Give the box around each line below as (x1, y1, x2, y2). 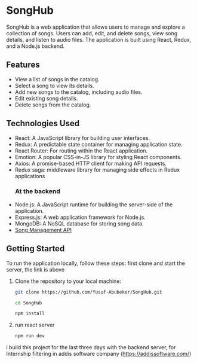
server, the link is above (6, 266, 64, 273)
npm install (14, 310, 45, 317)
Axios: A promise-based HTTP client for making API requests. (14, 160, 167, 167)
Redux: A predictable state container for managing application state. (14, 141, 183, 148)
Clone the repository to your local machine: (14, 277, 121, 285)
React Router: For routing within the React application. (14, 147, 148, 154)
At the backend (14, 187, 61, 196)
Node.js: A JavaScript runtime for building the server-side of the (14, 201, 173, 208)
